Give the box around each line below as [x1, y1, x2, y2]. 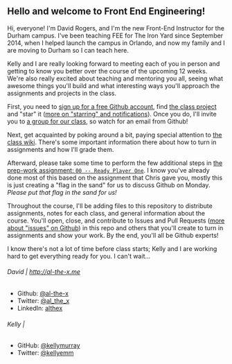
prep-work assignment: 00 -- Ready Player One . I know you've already [7, 166, 210, 174]
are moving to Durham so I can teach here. [7, 46, 130, 54]
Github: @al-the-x [17, 289, 69, 297]
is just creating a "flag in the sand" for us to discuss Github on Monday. [7, 180, 211, 189]
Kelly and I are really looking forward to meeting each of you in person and [7, 59, 220, 68]
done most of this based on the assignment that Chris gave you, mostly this [7, 173, 223, 182]
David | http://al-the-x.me [7, 268, 81, 276]
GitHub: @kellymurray [17, 341, 81, 349]
